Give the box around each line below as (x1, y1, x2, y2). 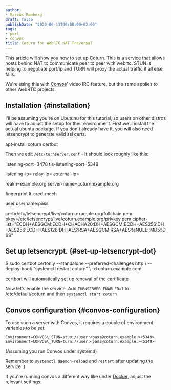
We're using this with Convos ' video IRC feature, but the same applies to (5, 81, 158, 87)
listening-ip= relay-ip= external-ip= (5, 171, 80, 177)
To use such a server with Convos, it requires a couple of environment (5, 319, 154, 326)
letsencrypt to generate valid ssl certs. (5, 131, 87, 137)
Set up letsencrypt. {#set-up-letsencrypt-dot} (5, 246, 157, 256)
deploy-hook (5, 266, 32, 272)
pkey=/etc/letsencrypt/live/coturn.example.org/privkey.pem (5, 216, 132, 222)
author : (5, 7, 22, 13)
